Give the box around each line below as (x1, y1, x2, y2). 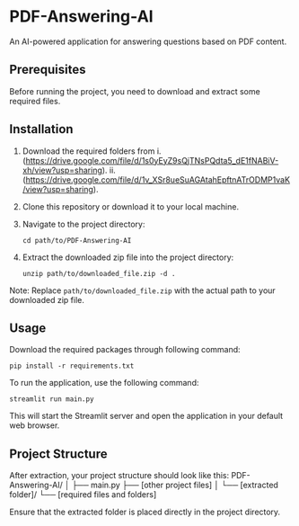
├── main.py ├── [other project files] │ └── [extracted (71, 479, 278, 491)
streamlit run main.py (9, 395, 94, 404)
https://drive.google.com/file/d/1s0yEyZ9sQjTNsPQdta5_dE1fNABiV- (25, 155, 279, 165)
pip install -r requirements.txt (9, 361, 135, 370)
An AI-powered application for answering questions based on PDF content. (9, 36, 287, 47)
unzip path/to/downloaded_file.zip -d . (22, 269, 176, 278)
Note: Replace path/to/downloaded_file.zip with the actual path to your (9, 285, 276, 296)
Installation (9, 121, 74, 137)
